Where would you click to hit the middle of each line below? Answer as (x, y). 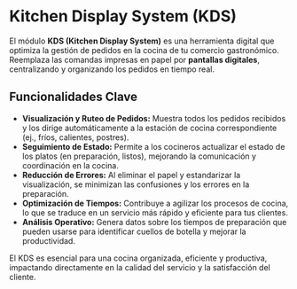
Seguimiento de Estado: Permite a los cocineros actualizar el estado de (153, 146)
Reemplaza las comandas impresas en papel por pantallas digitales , (134, 59)
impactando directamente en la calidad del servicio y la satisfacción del (140, 267)
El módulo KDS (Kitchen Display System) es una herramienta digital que (142, 41)
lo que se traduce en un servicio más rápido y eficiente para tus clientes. (155, 212)
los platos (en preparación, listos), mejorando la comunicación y (139, 156)
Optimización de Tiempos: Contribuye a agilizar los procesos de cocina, (155, 203)
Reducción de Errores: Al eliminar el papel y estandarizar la (131, 175)
